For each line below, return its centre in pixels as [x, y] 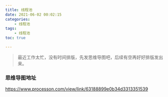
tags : [11, 29]
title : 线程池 [19, 10]
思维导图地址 [21, 77]
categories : [18, 19]
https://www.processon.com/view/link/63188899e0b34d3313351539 [77, 89]
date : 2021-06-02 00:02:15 [33, 15]
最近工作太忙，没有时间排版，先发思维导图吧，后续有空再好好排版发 [88, 57]
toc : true [16, 38]
